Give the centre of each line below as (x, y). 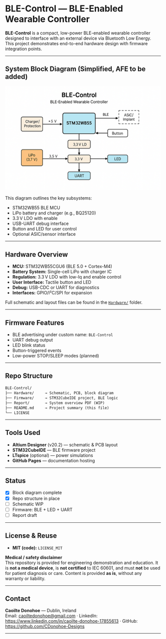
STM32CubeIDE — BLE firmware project (54, 450)
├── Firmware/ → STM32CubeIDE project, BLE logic (62, 398)
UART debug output (33, 340)
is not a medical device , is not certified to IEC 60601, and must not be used (83, 568)
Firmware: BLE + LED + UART (42, 509)
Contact (18, 599)
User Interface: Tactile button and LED (52, 282)
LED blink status (29, 345)
